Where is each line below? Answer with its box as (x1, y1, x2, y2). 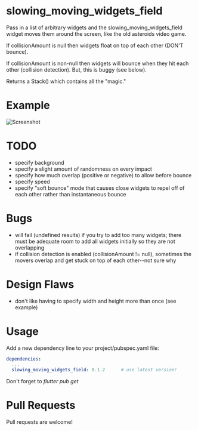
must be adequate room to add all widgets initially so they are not (14, 238, 176, 245)
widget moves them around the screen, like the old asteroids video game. (6, 30, 187, 37)
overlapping (14, 244, 45, 251)
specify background (14, 159, 64, 166)
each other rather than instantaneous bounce (14, 190, 126, 198)
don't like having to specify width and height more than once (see (14, 297, 177, 304)
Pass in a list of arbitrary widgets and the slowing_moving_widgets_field (6, 24, 183, 31)
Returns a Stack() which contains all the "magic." (6, 78, 126, 85)
